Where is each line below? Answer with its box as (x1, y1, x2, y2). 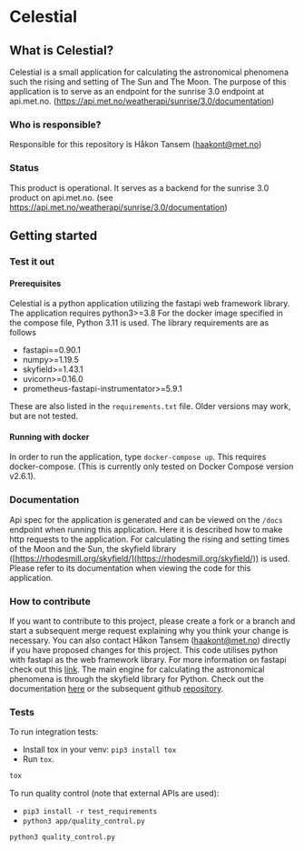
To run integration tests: (9, 726, 99, 737)
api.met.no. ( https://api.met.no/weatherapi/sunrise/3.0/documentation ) (9, 95, 275, 106)
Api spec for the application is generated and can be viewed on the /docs (9, 514, 283, 525)
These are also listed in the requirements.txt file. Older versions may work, (9, 401, 291, 412)
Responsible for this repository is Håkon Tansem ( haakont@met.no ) (9, 139, 262, 150)
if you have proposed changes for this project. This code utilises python (9, 644, 279, 656)
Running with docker (9, 431, 90, 442)
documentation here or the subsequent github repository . (9, 683, 224, 694)
